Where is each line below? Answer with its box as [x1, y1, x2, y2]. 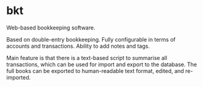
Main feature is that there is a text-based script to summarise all [6, 54, 168, 61]
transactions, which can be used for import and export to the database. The [6, 61, 197, 68]
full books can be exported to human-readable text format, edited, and [6, 67, 185, 74]
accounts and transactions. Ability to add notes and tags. [6, 42, 150, 50]
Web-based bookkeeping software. [6, 24, 96, 31]
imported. [6, 74, 31, 81]
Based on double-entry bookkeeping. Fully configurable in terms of [6, 36, 176, 43]
